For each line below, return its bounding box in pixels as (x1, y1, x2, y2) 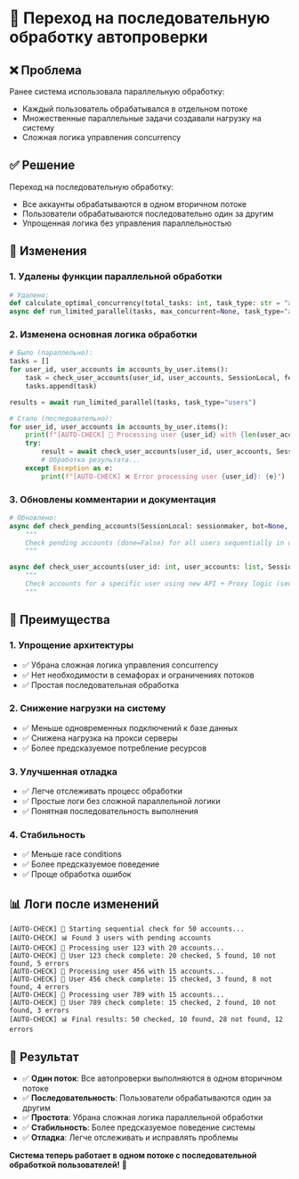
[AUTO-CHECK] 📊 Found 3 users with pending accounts (9, 934, 212, 942)
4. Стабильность (9, 829, 86, 842)
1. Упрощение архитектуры (9, 639, 134, 652)
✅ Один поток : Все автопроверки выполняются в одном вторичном (21, 1073, 283, 1084)
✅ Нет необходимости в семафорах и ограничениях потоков (21, 669, 255, 680)
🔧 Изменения (9, 244, 87, 259)
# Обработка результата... (41, 455, 141, 465)
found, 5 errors (9, 959, 69, 968)
